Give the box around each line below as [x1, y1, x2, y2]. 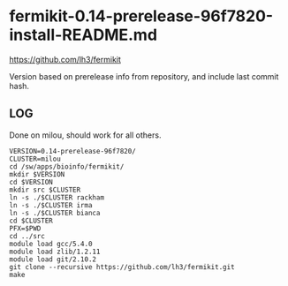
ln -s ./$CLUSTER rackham [9, 192, 104, 202]
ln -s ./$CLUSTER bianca [9, 208, 101, 217]
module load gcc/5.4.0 [9, 239, 93, 248]
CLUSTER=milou [9, 154, 62, 163]
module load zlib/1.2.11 [9, 247, 101, 256]
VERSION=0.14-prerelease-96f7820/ [9, 147, 137, 155]
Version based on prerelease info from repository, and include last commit [9, 71, 279, 81]
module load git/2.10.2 [9, 254, 97, 264]
